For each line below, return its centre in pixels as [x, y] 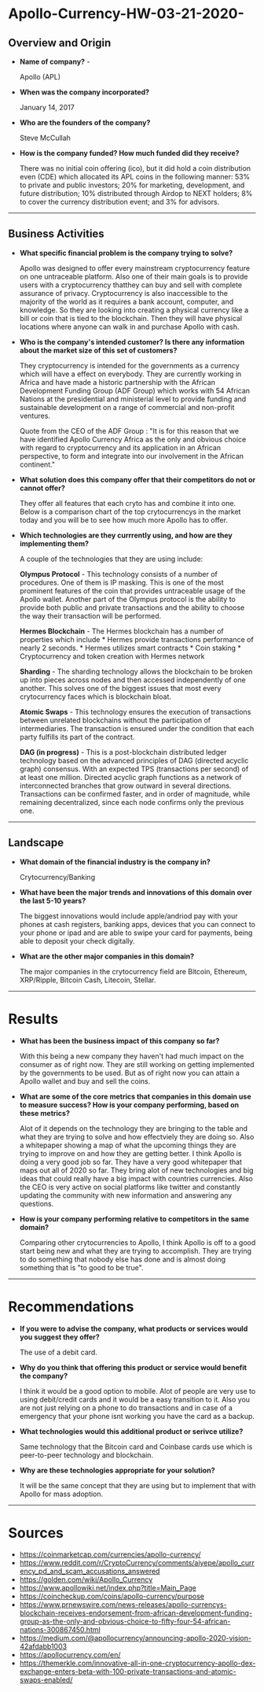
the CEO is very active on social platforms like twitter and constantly [130, 1187]
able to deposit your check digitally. [77, 940]
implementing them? [54, 543]
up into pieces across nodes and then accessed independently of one [132, 680]
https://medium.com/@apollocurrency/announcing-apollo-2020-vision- [135, 1638]
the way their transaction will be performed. [90, 615]
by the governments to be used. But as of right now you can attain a [129, 1073]
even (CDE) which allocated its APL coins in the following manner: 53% [135, 177]
